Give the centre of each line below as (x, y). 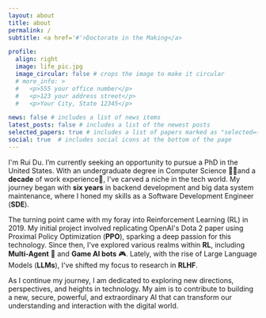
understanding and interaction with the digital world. (93, 305)
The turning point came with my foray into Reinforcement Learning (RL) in (128, 219)
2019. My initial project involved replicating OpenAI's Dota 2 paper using (126, 228)
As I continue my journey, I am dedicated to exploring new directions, (121, 280)
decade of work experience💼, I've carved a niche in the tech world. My (124, 179)
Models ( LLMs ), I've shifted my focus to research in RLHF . (103, 265)
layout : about (32, 15)
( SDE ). (19, 204)
